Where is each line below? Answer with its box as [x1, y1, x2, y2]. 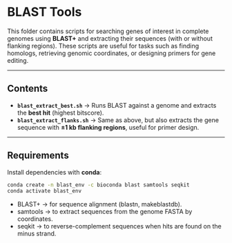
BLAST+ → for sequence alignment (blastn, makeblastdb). [17, 200, 182, 208]
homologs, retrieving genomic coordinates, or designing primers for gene [7, 49, 216, 57]
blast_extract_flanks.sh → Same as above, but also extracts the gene [17, 115, 220, 124]
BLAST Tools [7, 4, 82, 20]
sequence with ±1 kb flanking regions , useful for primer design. [17, 123, 200, 131]
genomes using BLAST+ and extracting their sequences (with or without [7, 34, 213, 42]
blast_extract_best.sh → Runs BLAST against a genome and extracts [17, 101, 217, 109]
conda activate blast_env [7, 188, 81, 195]
